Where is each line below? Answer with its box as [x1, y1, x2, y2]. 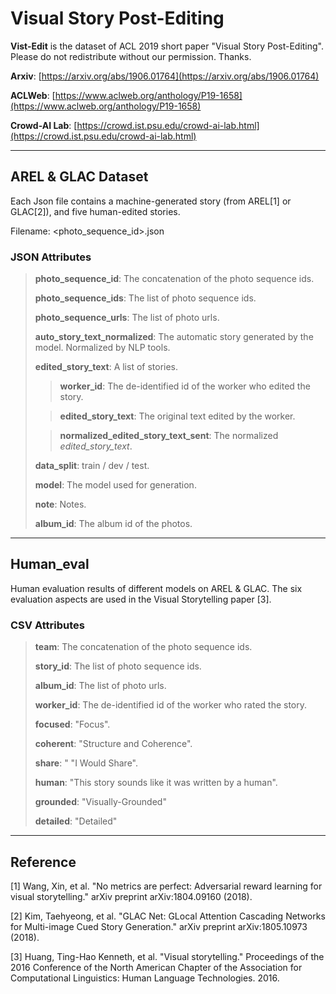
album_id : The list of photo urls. [34, 680, 167, 692]
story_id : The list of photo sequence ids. [34, 660, 202, 672]
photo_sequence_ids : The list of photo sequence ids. [34, 292, 257, 304]
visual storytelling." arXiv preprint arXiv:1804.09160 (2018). [10, 890, 253, 902]
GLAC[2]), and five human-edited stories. [10, 205, 181, 217]
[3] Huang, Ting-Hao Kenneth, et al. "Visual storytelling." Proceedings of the [10, 950, 325, 962]
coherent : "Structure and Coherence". [34, 738, 193, 750]
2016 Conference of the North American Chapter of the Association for [10, 961, 303, 973]
